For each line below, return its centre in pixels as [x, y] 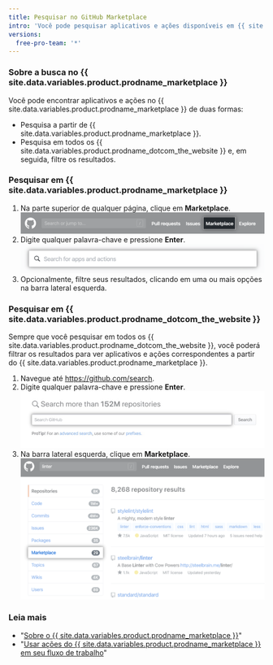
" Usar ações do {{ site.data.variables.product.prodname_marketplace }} [141, 644]
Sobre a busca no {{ [48, 72]
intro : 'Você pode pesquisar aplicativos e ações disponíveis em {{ [127, 26]
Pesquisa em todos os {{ [61, 141]
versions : [25, 34]
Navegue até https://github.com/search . [87, 379]
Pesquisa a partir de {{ [58, 124]
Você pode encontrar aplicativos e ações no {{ [86, 100]
